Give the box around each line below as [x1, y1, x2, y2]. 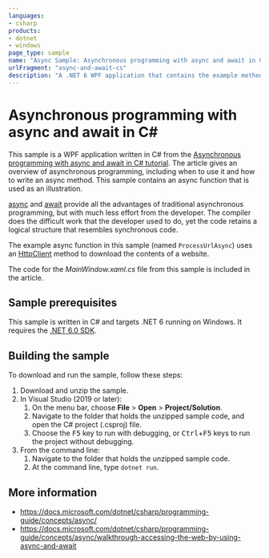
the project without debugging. [31, 437, 134, 447]
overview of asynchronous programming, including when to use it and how [8, 166, 255, 176]
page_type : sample [8, 49, 70, 57]
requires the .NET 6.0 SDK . [8, 325, 98, 335]
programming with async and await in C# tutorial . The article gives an [8, 158, 238, 168]
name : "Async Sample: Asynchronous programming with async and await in [8, 57, 256, 65]
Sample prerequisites [8, 296, 118, 309]
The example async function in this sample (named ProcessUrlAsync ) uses [8, 240, 253, 249]
